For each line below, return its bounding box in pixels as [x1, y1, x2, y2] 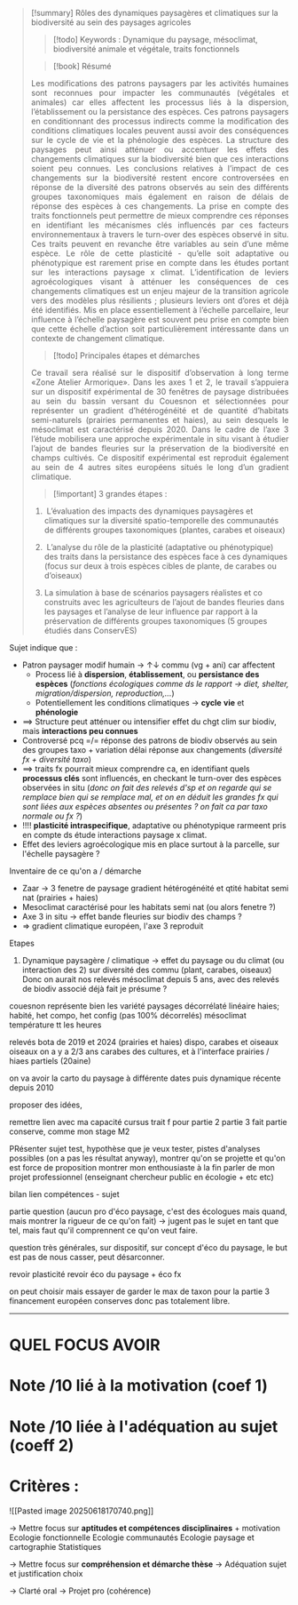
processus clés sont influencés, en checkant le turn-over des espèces [21, 773, 282, 783]
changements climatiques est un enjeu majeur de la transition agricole [30, 286, 289, 296]
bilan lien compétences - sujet [9, 1189, 120, 1199]
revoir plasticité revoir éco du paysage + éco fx [9, 1269, 182, 1279]
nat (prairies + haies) [21, 892, 99, 903]
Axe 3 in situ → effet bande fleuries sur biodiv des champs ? [21, 911, 242, 922]
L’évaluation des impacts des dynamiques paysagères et [46, 506, 254, 516]
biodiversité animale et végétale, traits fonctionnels [52, 44, 239, 54]
